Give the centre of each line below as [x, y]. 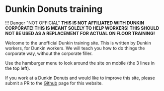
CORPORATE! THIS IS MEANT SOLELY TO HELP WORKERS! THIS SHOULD [82, 28]
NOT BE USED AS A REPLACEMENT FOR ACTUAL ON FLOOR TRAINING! [80, 33]
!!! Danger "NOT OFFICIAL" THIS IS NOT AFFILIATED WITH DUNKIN [75, 23]
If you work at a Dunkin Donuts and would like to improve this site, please [80, 78]
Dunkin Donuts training [54, 9]
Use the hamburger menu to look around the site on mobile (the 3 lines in [80, 63]
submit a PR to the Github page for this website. [54, 83]
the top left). [18, 68]
